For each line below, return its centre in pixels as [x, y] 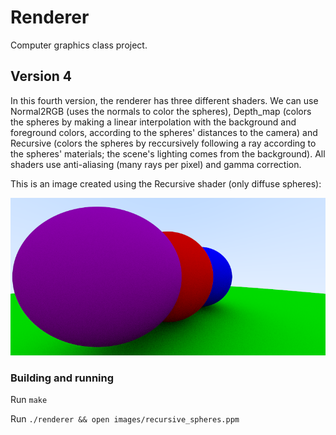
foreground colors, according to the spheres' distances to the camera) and [164, 132]
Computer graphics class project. [79, 45]
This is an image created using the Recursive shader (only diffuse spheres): [166, 183]
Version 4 [41, 76]
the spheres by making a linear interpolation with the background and [153, 122]
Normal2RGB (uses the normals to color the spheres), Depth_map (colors [161, 111]
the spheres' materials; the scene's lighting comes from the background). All [168, 153]
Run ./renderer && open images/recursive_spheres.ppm [125, 419]
